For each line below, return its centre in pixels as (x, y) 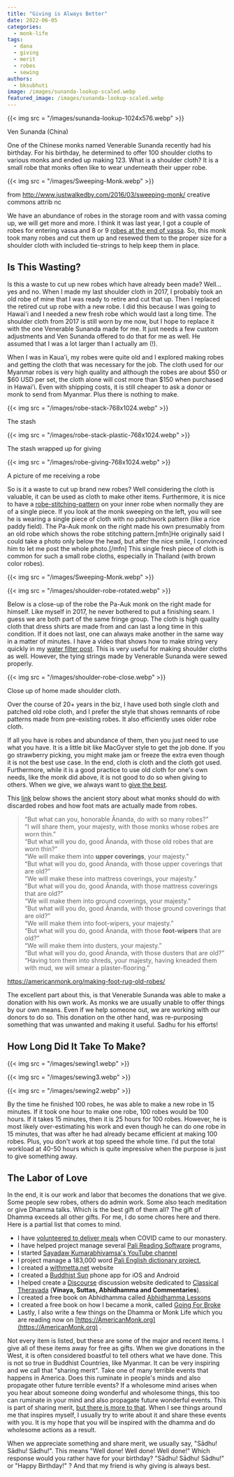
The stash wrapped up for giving (54, 448)
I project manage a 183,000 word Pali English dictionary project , (109, 1260)
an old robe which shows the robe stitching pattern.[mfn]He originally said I (116, 534)
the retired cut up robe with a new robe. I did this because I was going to (112, 306)
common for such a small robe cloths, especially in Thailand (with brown (111, 556)
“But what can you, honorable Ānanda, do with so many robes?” (116, 819)
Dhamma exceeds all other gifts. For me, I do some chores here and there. (114, 1217)
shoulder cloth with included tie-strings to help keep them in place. (104, 245)
